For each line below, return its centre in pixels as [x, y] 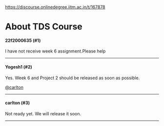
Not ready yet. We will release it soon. [43, 113]
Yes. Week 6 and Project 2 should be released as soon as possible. [72, 78]
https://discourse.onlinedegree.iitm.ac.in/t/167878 [55, 7]
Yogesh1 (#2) [19, 67]
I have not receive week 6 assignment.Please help [55, 51]
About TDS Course [44, 27]
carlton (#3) [18, 103]
